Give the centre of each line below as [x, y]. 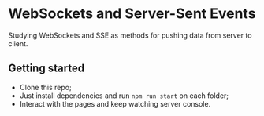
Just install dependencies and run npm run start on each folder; [124, 96]
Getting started [46, 69]
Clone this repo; [46, 87]
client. [18, 43]
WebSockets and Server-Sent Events [132, 14]
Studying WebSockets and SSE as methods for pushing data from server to [130, 35]
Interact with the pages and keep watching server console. [115, 103]
